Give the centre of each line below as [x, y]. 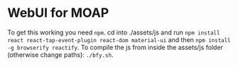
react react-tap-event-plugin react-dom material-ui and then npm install [119, 39]
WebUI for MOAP [58, 13]
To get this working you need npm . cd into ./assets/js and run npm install [114, 32]
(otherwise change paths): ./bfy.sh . [60, 55]
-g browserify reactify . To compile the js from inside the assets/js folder [115, 47]
